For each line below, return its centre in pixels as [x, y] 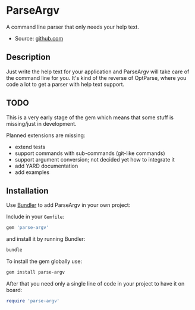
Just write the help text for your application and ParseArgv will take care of [98, 72]
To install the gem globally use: [44, 261]
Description [28, 57]
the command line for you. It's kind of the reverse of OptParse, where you [96, 77]
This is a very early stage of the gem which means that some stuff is [90, 117]
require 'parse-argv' [33, 301]
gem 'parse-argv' [28, 228]
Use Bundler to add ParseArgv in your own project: [68, 205]
